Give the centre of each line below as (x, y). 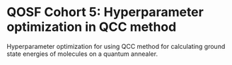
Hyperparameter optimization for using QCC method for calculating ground (116, 46)
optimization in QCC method (92, 27)
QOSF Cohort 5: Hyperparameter (105, 12)
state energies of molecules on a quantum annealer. (82, 54)
